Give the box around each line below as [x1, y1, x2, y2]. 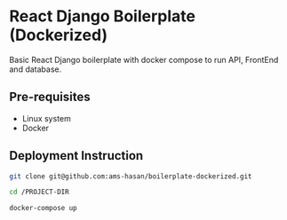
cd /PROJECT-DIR [9, 188, 69, 197]
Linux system [21, 113, 71, 123]
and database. [9, 64, 62, 75]
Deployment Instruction [9, 148, 144, 163]
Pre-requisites [9, 90, 91, 105]
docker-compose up [9, 204, 77, 213]
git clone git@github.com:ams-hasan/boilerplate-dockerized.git [9, 171, 252, 181]
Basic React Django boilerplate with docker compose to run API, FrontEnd [9, 54, 279, 65]
